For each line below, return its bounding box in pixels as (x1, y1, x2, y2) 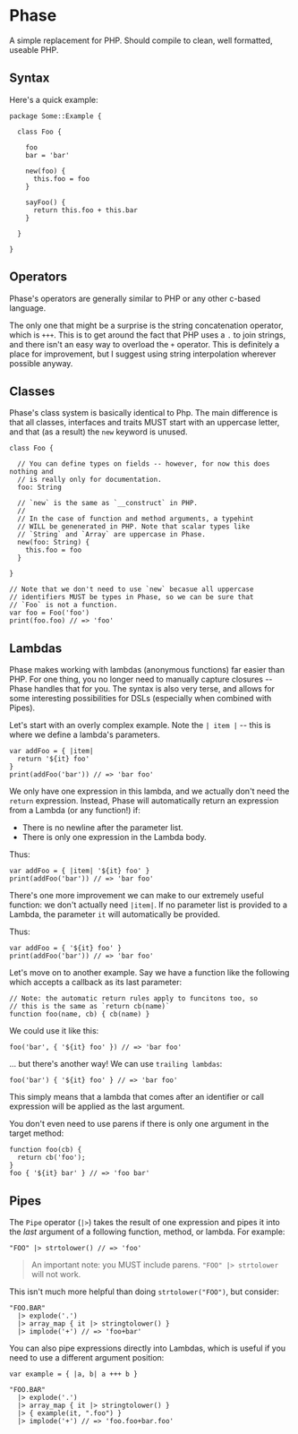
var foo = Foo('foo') (9, 608, 90, 618)
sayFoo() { (25, 198, 66, 207)
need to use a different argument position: (9, 1352, 165, 1362)
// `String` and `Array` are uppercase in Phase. (17, 530, 206, 539)
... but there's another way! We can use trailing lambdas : (9, 1059, 223, 1069)
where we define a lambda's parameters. (9, 729, 161, 740)
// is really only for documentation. (17, 476, 163, 485)
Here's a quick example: (9, 94, 98, 105)
